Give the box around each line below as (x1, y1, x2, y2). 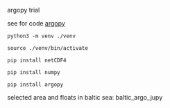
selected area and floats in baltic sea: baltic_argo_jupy (7, 93, 163, 101)
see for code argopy (7, 19, 66, 27)
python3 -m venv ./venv (7, 33, 76, 39)
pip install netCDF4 (7, 57, 67, 64)
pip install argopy (7, 81, 64, 88)
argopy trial (7, 6, 40, 14)
